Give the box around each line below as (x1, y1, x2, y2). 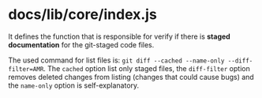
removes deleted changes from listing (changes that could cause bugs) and (8, 72, 254, 81)
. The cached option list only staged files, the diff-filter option (43, 63, 250, 73)
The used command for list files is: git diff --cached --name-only (8, 55, 225, 65)
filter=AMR (8, 65, 44, 73)
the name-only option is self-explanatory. (8, 81, 140, 90)
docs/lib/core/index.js (8, 6, 158, 24)
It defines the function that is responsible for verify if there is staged (8, 32, 230, 41)
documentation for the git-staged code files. (8, 40, 155, 49)
